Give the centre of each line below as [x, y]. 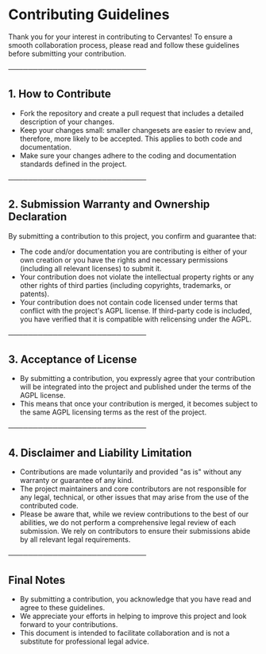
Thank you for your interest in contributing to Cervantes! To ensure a [120, 37]
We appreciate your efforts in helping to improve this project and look [133, 616]
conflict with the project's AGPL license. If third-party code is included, [136, 310]
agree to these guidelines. [62, 607]
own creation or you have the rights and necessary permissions [124, 259]
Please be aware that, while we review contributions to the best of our [134, 514]
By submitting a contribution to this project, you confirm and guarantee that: [132, 236]
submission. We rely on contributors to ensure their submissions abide [135, 531]
